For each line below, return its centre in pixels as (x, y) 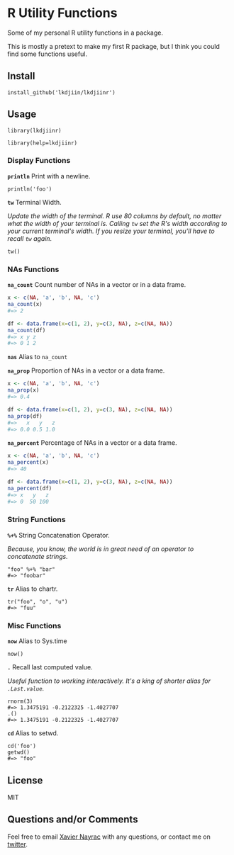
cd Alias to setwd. (33, 733)
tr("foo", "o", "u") (38, 601)
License (25, 780)
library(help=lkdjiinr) (43, 143)
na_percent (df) (30, 488)
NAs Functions (33, 269)
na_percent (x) (28, 463)
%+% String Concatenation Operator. (58, 535)
